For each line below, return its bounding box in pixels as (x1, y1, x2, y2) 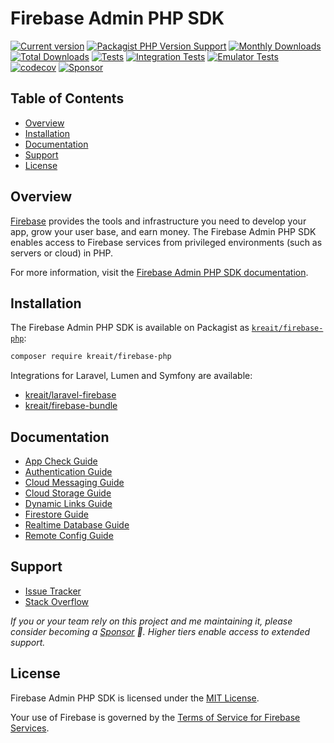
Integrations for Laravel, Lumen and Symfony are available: (10, 370, 253, 382)
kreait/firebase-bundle (24, 400, 118, 412)
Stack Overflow (24, 595, 90, 607)
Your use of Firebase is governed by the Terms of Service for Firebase (10, 711, 301, 723)
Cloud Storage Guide (24, 487, 112, 499)
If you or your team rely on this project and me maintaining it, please (10, 615, 293, 627)
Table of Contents (10, 90, 125, 107)
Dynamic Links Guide (24, 498, 113, 510)
